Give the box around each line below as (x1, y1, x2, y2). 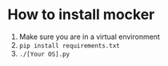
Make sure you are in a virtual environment (18, 32, 161, 41)
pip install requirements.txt (18, 41, 121, 49)
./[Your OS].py (18, 50, 70, 58)
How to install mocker (7, 6, 155, 24)
